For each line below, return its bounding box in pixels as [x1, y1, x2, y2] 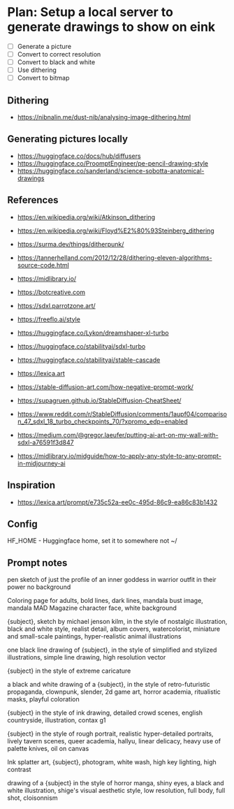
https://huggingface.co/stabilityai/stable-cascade [17, 356, 161, 364]
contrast [7, 766, 31, 774]
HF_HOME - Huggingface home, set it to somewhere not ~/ [7, 537, 177, 545]
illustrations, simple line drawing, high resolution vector [7, 653, 166, 662]
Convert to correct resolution [17, 50, 101, 58]
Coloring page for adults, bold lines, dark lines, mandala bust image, [7, 597, 204, 605]
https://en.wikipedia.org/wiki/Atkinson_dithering [17, 212, 156, 221]
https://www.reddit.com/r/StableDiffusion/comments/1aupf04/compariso [17, 409, 227, 418]
